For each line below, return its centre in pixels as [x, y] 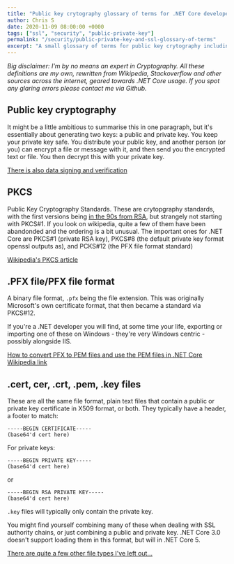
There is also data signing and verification [67, 170]
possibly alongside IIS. [39, 341]
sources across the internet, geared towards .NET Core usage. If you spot [114, 81]
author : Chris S [31, 20]
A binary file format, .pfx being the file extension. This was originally [106, 298]
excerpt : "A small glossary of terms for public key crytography [104, 46]
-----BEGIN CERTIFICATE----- [49, 429]
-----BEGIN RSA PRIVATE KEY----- [56, 493]
